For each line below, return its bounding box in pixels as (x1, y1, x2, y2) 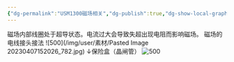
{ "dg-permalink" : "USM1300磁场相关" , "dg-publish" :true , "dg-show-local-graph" (7, 10, 231, 17)
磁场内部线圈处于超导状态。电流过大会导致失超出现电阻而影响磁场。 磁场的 (7, 30, 223, 38)
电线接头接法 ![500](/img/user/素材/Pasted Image (7, 39, 149, 47)
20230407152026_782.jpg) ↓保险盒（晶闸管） (7, 47, 141, 55)
